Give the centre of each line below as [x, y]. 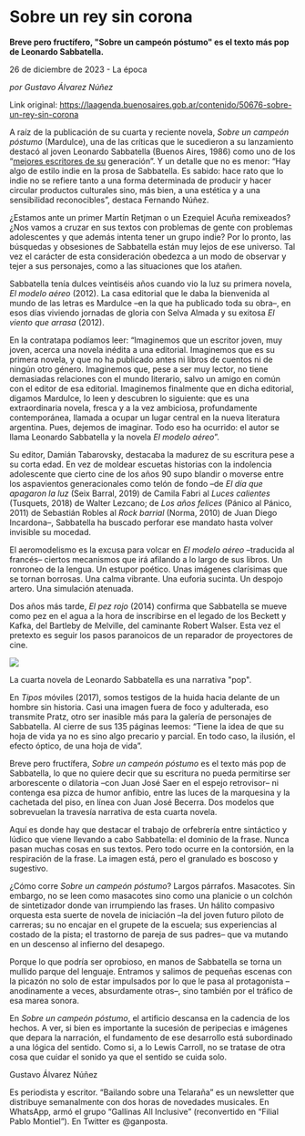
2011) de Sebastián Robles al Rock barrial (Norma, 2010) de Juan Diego [143, 512]
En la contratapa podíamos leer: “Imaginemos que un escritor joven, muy [146, 340]
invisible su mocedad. [51, 532]
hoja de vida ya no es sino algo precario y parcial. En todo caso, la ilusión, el [152, 736]
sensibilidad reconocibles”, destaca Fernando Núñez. [109, 200]
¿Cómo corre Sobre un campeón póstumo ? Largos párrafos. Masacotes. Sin [152, 885]
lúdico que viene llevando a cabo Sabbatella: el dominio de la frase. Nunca [149, 839]
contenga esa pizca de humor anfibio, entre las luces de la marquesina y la [150, 792]
